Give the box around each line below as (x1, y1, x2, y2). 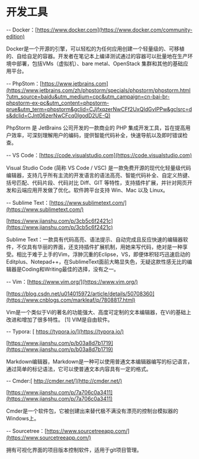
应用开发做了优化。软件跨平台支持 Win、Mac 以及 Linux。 (26, 186, 169, 194)
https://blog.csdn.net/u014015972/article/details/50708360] (8, 290, 155, 297)
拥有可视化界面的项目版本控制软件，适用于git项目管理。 (6, 446, 142, 453)
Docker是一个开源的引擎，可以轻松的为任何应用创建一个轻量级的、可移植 (6, 45, 185, 52)
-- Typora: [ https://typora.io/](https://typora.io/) (6, 328, 124, 335)
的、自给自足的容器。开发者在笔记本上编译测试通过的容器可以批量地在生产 (6, 52, 188, 59)
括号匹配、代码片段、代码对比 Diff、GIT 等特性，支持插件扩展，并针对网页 (6, 179, 188, 186)
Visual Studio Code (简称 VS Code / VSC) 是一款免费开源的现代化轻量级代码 (6, 164, 191, 171)
